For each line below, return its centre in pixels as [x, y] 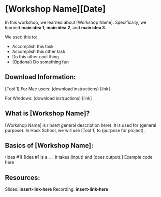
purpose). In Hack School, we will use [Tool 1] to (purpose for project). [75, 130]
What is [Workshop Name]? [47, 113]
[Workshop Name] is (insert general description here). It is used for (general [80, 125]
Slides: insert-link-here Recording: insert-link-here [57, 189]
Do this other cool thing [35, 56]
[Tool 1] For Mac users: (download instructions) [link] [58, 89]
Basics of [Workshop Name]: [49, 145]
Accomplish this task [33, 46]
